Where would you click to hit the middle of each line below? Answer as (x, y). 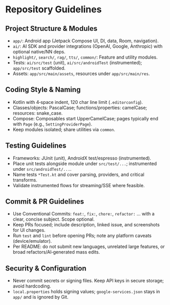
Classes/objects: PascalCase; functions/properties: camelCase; (80, 107)
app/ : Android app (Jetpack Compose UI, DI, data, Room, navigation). (86, 41)
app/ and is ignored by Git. (40, 297)
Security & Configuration (46, 268)
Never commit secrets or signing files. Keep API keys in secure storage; (88, 281)
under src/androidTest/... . (42, 169)
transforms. (25, 180)
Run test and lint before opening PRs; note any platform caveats (82, 236)
